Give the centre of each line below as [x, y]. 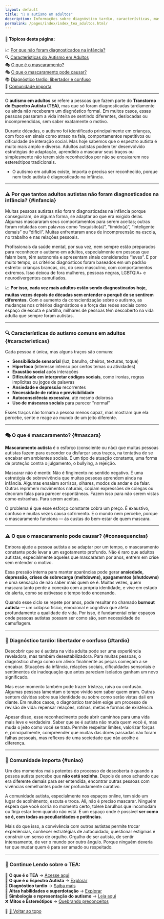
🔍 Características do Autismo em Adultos [47, 57]
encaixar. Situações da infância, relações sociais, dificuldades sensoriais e [80, 667]
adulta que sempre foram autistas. [40, 315]
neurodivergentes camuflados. [36, 278]
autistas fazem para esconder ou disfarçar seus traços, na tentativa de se [79, 453]
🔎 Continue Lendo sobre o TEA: [43, 865]
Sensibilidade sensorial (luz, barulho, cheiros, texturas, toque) [75, 361]
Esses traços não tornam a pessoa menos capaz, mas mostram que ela [77, 413]
